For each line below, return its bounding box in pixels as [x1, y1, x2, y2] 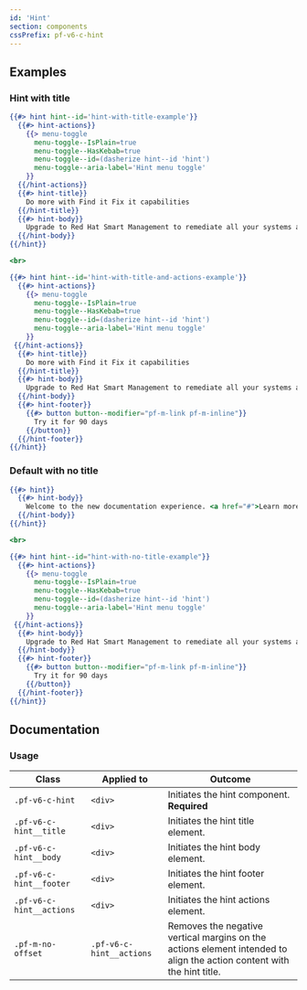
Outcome [209, 773, 251, 786]
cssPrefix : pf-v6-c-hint [9, 30, 104, 39]
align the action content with [167, 954, 290, 967]
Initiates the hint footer [167, 868, 265, 880]
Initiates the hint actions [167, 893, 270, 906]
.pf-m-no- [14, 939, 57, 950]
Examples [9, 64, 67, 80]
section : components [9, 22, 89, 31]
